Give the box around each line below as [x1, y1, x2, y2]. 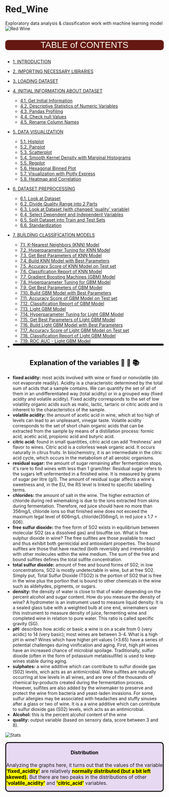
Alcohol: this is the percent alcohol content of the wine [12, 711, 127, 717]
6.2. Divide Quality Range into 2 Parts [20, 200, 98, 207]
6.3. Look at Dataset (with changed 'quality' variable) [20, 206, 130, 212]
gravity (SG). [12, 620, 39, 626]
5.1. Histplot [20, 138, 44, 144]
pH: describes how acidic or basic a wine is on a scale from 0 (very [12, 626, 152, 632]
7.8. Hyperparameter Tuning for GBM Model [20, 279, 111, 285]
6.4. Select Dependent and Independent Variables [20, 211, 124, 218]
